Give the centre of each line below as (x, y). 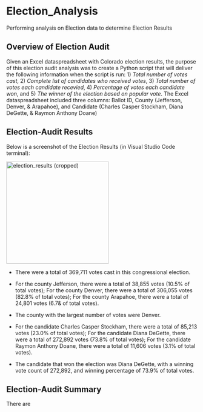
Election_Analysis (52, 11)
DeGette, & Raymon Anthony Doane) (52, 113)
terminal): (18, 153)
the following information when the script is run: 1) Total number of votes (97, 74)
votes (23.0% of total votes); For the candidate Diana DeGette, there (100, 333)
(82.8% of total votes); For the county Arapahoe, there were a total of (102, 296)
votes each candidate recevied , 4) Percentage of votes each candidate (95, 87)
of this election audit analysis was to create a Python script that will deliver (99, 68)
